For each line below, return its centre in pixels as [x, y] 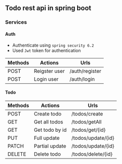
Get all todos [48, 122]
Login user [46, 79]
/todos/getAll [86, 122]
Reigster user [49, 71]
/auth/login [82, 79]
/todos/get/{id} [89, 130]
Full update [47, 138]
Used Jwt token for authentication [46, 50]
